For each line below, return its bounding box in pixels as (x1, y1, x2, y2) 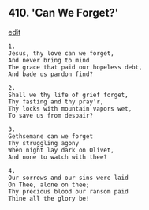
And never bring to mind (8, 56, 90, 64)
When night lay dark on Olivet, (8, 146, 114, 154)
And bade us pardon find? (8, 70, 93, 78)
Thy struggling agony (8, 139, 80, 147)
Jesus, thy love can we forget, (8, 49, 114, 58)
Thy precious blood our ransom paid (8, 187, 129, 196)
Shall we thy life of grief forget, (8, 91, 129, 99)
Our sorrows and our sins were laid (8, 174, 129, 182)
